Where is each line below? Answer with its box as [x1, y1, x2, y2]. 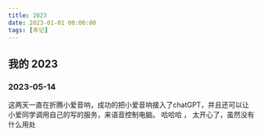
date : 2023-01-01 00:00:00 [8, 19, 96, 27]
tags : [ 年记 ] [8, 26, 49, 34]
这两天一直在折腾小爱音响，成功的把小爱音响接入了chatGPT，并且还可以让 [8, 100, 249, 110]
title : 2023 [8, 11, 47, 20]
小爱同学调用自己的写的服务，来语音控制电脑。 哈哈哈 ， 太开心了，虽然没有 [8, 110, 255, 119]
